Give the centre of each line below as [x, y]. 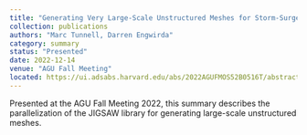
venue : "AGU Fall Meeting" [61, 69]
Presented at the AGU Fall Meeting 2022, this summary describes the [140, 103]
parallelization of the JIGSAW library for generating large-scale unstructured [153, 113]
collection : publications [58, 26]
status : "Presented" [49, 52]
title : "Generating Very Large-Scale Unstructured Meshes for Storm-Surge [155, 18]
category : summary [44, 43]
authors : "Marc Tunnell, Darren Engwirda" [91, 35]
